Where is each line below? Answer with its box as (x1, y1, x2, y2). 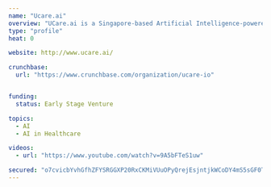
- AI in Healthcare (15, 130, 81, 138)
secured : (8, 166, 38, 174)
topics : (8, 114, 35, 123)
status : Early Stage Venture (15, 100, 114, 108)
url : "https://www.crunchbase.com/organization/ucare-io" (15, 71, 215, 79)
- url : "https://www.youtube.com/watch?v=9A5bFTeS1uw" (15, 152, 204, 160)
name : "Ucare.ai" (8, 11, 67, 20)
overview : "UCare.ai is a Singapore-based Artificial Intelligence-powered (8, 19, 269, 27)
